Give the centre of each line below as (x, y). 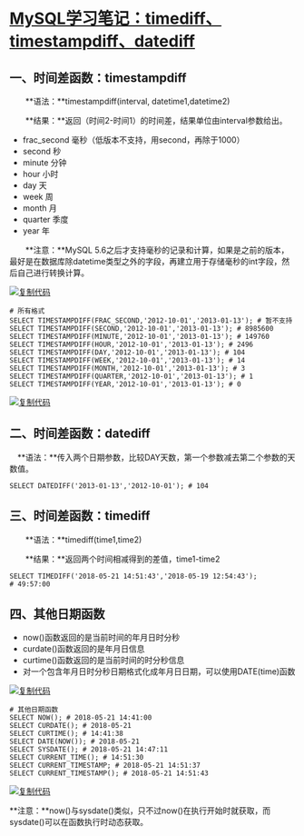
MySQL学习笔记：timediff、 (116, 19)
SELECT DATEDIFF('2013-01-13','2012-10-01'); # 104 (109, 486)
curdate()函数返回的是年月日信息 (83, 649)
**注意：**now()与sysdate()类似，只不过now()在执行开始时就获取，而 (140, 811)
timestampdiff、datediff (102, 41)
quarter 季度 (45, 219)
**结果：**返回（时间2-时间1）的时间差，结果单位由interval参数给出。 (156, 120)
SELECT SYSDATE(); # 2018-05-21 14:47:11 (89, 750)
